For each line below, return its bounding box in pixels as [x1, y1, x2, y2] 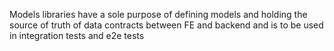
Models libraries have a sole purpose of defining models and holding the [9, 9, 308, 20]
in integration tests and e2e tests [9, 30, 145, 41]
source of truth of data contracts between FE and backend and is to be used [9, 19, 324, 31]
